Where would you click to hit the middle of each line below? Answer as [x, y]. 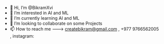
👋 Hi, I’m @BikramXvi [31, 8]
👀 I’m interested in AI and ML [39, 13]
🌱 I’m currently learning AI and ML [45, 18]
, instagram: [22, 36]
